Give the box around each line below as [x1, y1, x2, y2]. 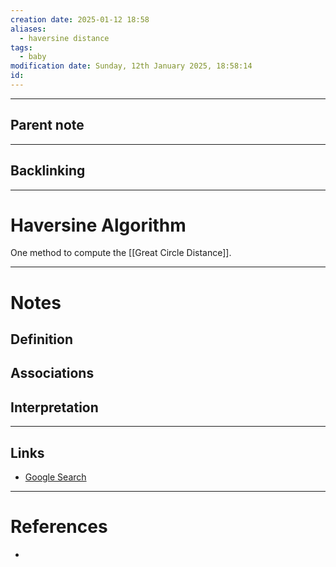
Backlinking [10, 162, 86, 180]
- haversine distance [19, 33, 110, 43]
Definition [10, 331, 73, 348]
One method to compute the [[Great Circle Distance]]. [10, 247, 232, 259]
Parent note [10, 117, 85, 134]
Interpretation [10, 399, 99, 416]
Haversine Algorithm [10, 214, 187, 236]
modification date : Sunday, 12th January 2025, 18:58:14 [10, 61, 253, 71]
